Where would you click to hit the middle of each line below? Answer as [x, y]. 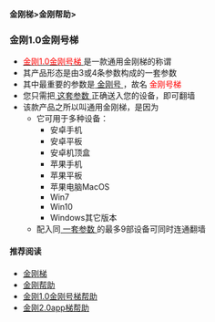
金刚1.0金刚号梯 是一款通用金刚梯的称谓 [97, 61]
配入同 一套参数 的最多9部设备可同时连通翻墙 [121, 229]
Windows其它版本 [83, 217]
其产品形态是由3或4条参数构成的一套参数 [100, 72]
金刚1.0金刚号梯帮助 [60, 296]
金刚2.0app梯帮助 [56, 308]
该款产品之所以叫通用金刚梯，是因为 [91, 107]
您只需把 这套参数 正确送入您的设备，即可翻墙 [109, 95]
